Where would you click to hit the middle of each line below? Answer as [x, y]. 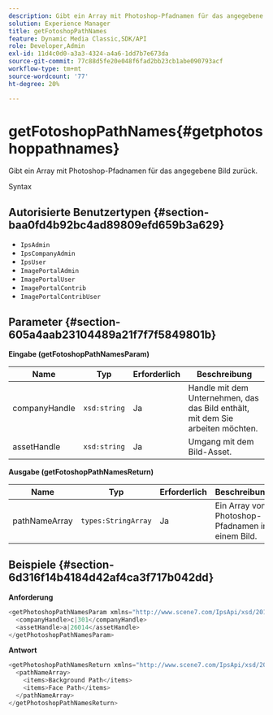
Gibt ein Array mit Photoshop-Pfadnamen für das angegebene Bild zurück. [133, 171]
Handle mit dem [219, 388]
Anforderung [31, 597]
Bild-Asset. [210, 452]
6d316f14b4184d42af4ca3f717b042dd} [111, 578]
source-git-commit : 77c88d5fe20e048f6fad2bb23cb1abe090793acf [116, 62]
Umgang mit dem [221, 442]
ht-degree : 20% [34, 84]
